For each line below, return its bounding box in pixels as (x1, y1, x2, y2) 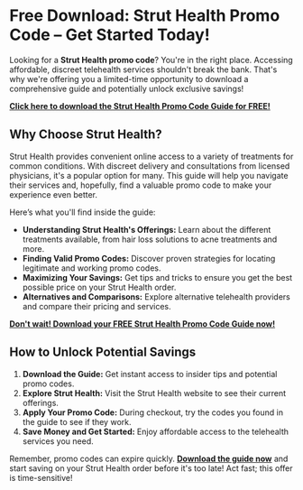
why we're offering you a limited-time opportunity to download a (9, 73, 249, 84)
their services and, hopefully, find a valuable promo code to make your (9, 180, 272, 190)
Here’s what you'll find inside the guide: (9, 207, 156, 217)
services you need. (22, 435, 94, 447)
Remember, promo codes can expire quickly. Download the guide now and (9, 453, 289, 464)
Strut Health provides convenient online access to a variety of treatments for (9, 151, 294, 162)
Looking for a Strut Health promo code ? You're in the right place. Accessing (9, 54, 293, 65)
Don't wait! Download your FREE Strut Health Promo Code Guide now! (9, 318, 276, 329)
